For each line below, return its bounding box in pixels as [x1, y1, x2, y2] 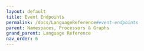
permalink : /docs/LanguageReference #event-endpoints [6, 19, 139, 25]
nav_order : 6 [6, 36, 38, 42]
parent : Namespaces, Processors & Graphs [6, 25, 110, 31]
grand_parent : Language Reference [6, 30, 91, 36]
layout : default [6, 8, 46, 15]
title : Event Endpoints [6, 14, 65, 20]
